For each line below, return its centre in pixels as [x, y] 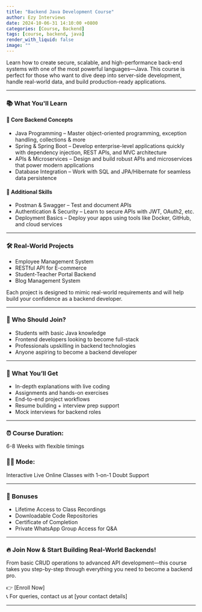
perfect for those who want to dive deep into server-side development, [94, 75]
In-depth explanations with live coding [62, 386]
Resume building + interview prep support [67, 406]
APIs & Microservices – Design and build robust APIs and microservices [103, 159]
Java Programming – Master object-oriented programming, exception [101, 133]
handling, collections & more [50, 140]
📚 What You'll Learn [37, 103]
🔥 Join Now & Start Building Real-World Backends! [81, 549]
